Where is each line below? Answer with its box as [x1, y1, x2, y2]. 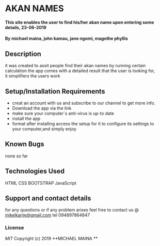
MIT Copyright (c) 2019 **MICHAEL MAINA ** [5, 235, 98, 241]
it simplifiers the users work [5, 73, 61, 79]
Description [5, 50, 41, 58]
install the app [12, 115, 41, 121]
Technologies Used [5, 167, 64, 175]
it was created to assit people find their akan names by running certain [5, 63, 146, 69]
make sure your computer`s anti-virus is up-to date [12, 111, 114, 116]
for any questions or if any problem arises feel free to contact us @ [5, 207, 139, 213]
